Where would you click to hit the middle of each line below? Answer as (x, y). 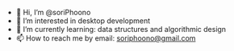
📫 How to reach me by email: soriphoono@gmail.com (106, 38)
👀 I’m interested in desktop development (83, 21)
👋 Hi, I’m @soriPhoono (53, 12)
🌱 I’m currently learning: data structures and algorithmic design (121, 29)
